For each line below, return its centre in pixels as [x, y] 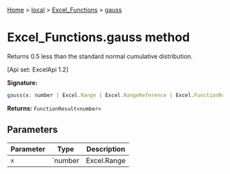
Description [106, 149]
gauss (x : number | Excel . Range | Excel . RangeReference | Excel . [101, 95]
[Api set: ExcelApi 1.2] [38, 69]
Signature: [22, 83]
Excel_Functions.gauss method [99, 38]
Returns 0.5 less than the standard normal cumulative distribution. [100, 56]
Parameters [33, 130]
